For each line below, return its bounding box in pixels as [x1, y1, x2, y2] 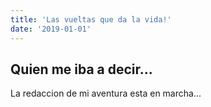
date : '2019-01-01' [10, 24, 92, 34]
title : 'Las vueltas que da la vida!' [10, 14, 172, 25]
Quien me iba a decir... [10, 61, 153, 78]
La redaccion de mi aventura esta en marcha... [10, 87, 202, 100]
